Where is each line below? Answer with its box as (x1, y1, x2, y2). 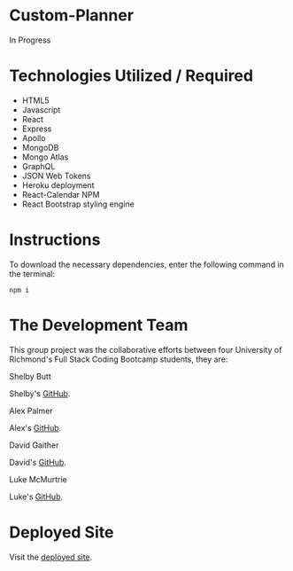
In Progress (9, 35, 51, 45)
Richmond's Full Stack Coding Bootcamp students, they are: (9, 354, 228, 364)
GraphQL (21, 160, 56, 171)
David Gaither (9, 440, 59, 450)
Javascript (21, 104, 61, 115)
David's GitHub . (9, 457, 66, 467)
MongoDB (21, 142, 59, 153)
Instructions (9, 230, 101, 250)
